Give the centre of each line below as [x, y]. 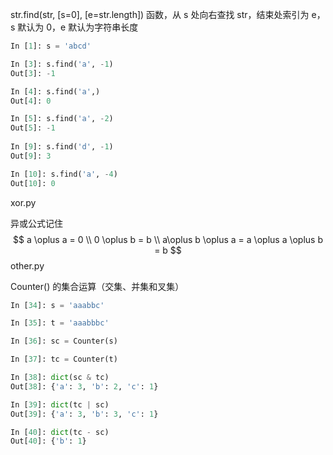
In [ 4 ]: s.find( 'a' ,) [55, 91]
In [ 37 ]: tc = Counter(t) [64, 359]
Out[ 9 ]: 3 [31, 156]
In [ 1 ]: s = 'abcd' [51, 46]
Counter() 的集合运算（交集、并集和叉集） [97, 286]
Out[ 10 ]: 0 [33, 183]
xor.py [23, 202]
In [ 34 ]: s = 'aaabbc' [57, 305]
